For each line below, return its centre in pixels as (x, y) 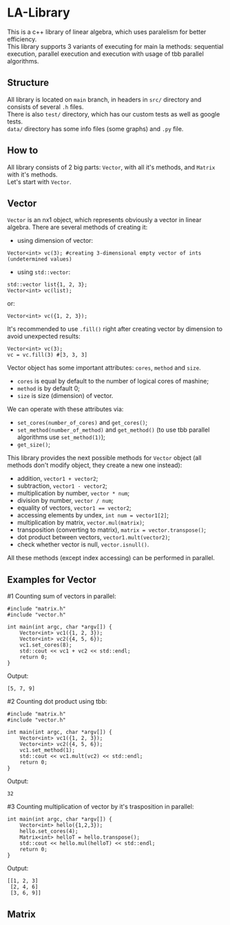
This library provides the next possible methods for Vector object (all (104, 458)
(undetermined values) (40, 259)
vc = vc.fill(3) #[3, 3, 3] (48, 355)
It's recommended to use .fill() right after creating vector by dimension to (115, 329)
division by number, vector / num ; (65, 501)
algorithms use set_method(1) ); (61, 437)
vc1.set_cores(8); (46, 645)
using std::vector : (44, 272)
